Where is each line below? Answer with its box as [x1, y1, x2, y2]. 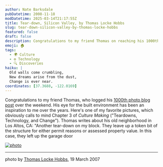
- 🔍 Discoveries [9, 61, 44, 66]
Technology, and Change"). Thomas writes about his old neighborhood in [5, 117, 152, 123]
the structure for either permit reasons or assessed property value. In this [5, 128, 152, 134]
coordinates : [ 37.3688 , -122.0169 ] [5, 83, 77, 89]
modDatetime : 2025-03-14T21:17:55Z [5, 16, 77, 21]
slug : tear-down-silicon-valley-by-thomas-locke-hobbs [5, 25, 118, 30]
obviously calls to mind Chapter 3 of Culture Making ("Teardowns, [5, 112, 137, 118]
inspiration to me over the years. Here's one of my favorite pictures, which [5, 107, 154, 113]
